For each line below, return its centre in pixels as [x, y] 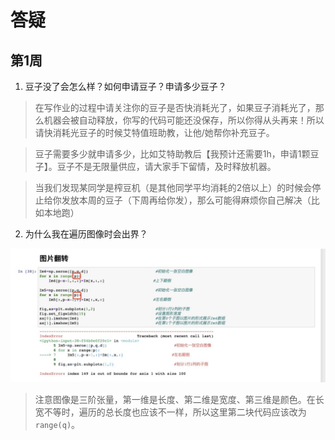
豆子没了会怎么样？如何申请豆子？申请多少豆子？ [125, 86]
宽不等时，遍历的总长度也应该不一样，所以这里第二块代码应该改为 [170, 412]
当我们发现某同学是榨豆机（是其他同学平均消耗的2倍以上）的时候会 [173, 187]
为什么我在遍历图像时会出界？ [86, 234]
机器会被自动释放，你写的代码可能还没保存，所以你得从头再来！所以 [184, 120]
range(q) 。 [57, 424]
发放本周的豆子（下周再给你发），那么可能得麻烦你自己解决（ [186, 200]
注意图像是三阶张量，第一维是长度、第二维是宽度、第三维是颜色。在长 [179, 399]
